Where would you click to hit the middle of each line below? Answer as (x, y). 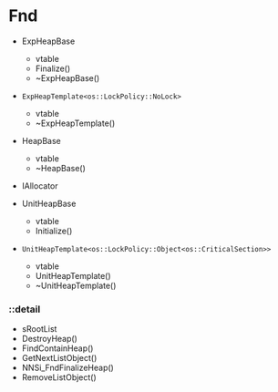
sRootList (39, 329)
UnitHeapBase (49, 203)
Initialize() (54, 231)
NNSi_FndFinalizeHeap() (68, 368)
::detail (25, 309)
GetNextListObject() (59, 358)
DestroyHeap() (50, 339)
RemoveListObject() (59, 377)
